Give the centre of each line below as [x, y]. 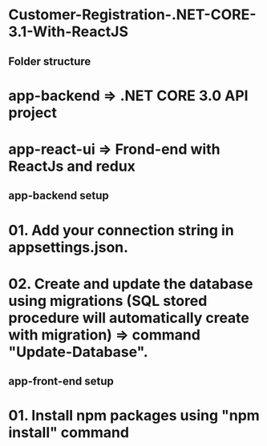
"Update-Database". [78, 352]
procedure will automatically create [129, 317]
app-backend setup [59, 196]
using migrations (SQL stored [108, 301]
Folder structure [50, 61]
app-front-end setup [61, 382]
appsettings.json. [69, 247]
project [33, 113]
